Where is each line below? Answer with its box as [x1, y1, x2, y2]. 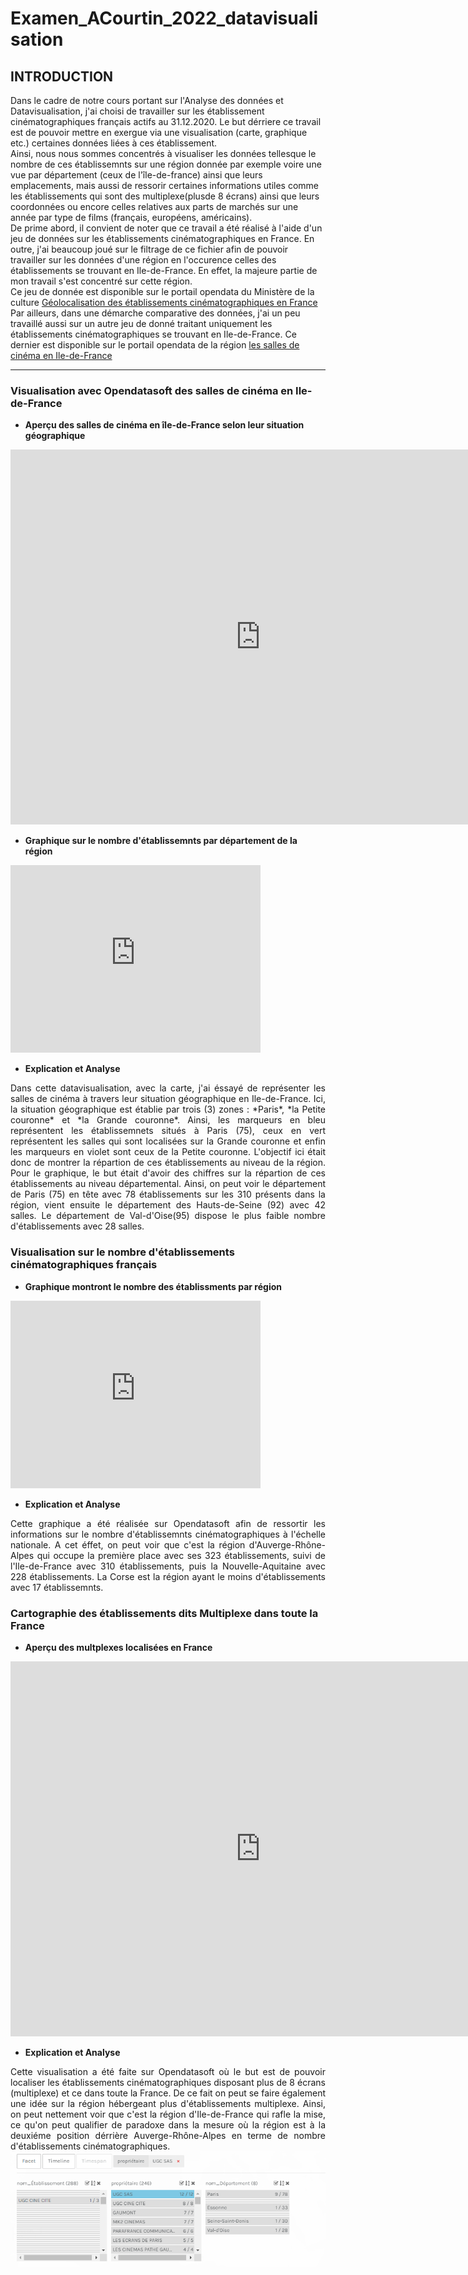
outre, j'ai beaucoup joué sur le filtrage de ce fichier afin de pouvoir [10, 243, 289, 255]
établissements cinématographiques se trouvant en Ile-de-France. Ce [10, 328, 297, 340]
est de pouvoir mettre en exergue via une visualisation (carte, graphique [10, 127, 308, 138]
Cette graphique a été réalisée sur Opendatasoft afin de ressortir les [10, 1517, 326, 1529]
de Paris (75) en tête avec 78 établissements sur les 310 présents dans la [10, 1188, 326, 1201]
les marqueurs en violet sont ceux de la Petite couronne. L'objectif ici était [10, 1146, 326, 1158]
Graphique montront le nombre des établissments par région [24, 1280, 282, 1292]
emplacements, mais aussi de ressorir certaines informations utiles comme [10, 180, 319, 191]
